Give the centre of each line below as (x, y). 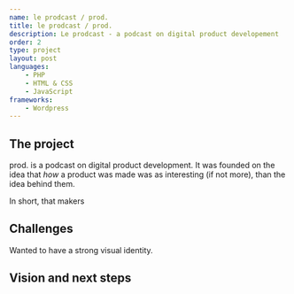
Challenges (41, 229)
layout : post (33, 58)
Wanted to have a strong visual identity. (81, 250)
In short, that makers (47, 201)
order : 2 (25, 42)
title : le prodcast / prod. (61, 26)
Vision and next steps (70, 279)
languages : (29, 67)
